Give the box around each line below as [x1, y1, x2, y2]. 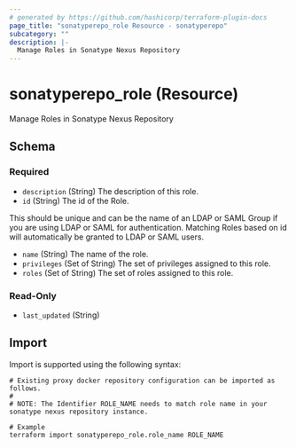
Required [9, 166, 50, 178]
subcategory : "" [9, 29, 69, 38]
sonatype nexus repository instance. [9, 407, 149, 416]
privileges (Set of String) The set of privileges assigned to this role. [21, 258, 272, 269]
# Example [9, 422, 46, 431]
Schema [9, 139, 56, 154]
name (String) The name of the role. [21, 248, 149, 259]
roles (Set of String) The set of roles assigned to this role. [21, 267, 234, 278]
